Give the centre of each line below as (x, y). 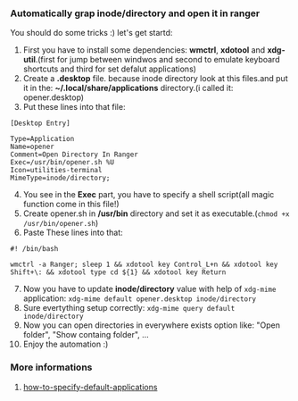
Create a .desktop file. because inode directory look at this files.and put (155, 79)
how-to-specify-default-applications (90, 387)
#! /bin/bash (34, 249)
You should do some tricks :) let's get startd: (91, 33)
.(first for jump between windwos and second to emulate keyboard (157, 60)
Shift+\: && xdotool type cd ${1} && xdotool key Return (118, 272)
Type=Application (42, 139)
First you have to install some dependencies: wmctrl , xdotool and (144, 50)
